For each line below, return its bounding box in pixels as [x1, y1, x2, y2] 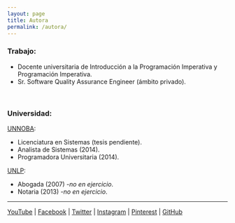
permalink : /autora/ [7, 23, 68, 30]
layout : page [7, 10, 45, 18]
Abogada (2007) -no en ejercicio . [17, 180, 114, 188]
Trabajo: [7, 46, 36, 56]
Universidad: [7, 108, 52, 118]
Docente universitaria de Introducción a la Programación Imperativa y [17, 62, 218, 71]
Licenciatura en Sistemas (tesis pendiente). [17, 137, 142, 146]
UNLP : [7, 166, 26, 175]
